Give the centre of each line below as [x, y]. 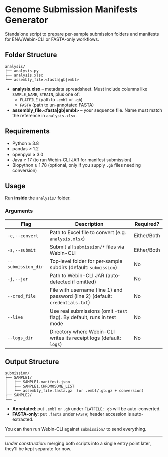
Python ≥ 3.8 [26, 143]
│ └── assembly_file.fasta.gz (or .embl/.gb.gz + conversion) [74, 391]
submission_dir [26, 267]
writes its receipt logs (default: [85, 338]
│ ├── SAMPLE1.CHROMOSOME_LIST [40, 387]
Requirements [27, 131]
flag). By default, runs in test [83, 317]
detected [60, 282]
